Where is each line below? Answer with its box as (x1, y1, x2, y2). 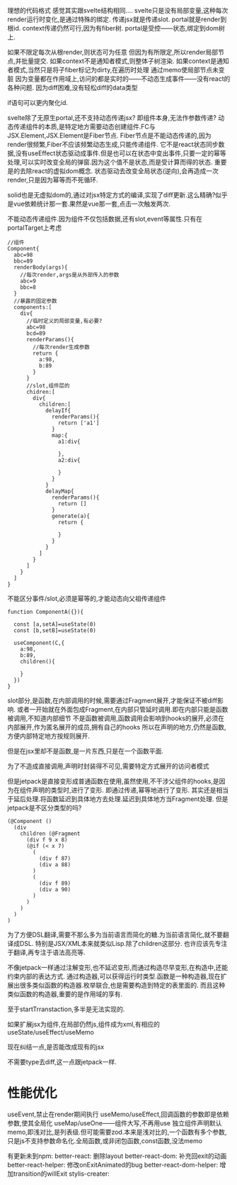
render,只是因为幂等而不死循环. (7, 176, 98, 184)
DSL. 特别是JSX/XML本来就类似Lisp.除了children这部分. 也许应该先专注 (19, 939, 228, 947)
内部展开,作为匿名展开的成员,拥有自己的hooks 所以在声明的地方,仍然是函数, (7, 723, 226, 731)
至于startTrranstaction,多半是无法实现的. (7, 1005, 125, 1013)
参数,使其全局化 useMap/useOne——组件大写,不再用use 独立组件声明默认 (7, 1118, 222, 1127)
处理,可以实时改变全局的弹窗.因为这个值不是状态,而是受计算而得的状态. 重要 (7, 158, 228, 166)
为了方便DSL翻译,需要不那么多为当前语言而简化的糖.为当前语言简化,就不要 (7, 930, 224, 939)
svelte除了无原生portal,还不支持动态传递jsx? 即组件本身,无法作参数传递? (7, 114, 217, 122)
